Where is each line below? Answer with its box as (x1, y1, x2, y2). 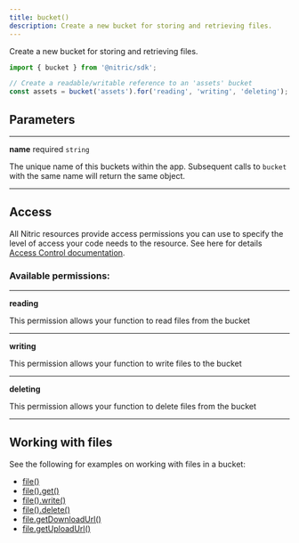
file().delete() (21, 504, 71, 515)
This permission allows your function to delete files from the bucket (9, 401, 256, 412)
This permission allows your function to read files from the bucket (9, 315, 251, 326)
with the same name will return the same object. (9, 170, 185, 181)
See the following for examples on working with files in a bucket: (9, 458, 246, 469)
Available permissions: (9, 269, 110, 281)
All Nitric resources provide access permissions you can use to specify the (9, 228, 284, 239)
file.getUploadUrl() (21, 523, 92, 534)
